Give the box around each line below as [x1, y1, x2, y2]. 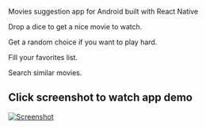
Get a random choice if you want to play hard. [8, 37, 158, 47]
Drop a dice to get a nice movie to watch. [8, 22, 143, 31]
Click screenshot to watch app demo [8, 91, 193, 104]
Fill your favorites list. [8, 53, 78, 62]
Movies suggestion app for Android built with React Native [8, 7, 199, 16]
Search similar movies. [8, 68, 82, 78]
